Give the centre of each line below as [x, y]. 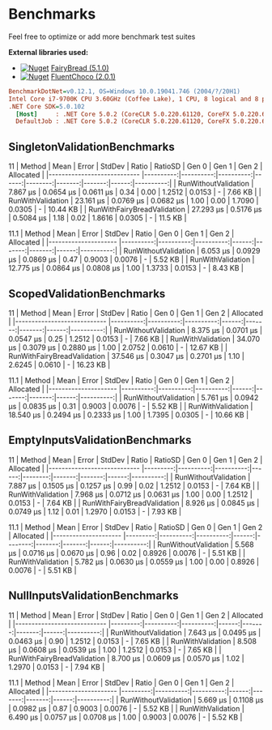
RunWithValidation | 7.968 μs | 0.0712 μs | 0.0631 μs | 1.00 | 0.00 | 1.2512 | [130, 494]
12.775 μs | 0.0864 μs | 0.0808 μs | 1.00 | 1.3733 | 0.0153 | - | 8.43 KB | [126, 268]
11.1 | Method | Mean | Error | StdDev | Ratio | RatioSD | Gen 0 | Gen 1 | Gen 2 [136, 527]
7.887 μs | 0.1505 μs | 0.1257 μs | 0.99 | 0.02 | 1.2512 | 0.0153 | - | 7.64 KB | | [134, 485]
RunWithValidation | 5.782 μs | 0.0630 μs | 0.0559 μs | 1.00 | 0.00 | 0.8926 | [134, 561]
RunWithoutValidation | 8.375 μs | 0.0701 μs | [188, 330]
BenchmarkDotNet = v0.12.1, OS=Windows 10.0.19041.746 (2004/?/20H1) [125, 91]
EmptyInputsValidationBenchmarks [100, 440]
